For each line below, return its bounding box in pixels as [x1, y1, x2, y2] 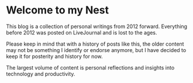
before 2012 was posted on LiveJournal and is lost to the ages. [6, 29, 157, 36]
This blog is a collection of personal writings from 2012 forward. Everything [6, 23, 188, 30]
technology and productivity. [6, 70, 75, 77]
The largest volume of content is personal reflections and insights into [6, 64, 175, 71]
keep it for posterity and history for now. [6, 53, 103, 60]
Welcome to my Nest [6, 4, 109, 17]
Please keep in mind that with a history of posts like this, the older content [6, 40, 184, 47]
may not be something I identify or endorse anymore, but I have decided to [6, 46, 187, 53]
